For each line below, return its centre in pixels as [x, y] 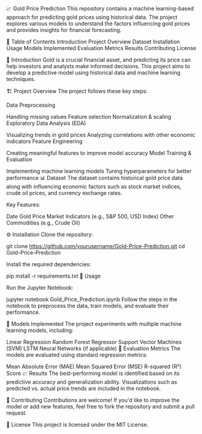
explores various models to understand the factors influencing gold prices [98, 24]
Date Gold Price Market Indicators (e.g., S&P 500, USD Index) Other [90, 216]
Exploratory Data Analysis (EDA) [46, 123]
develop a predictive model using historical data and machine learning [93, 72]
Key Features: [23, 205]
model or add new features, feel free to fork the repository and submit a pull [100, 407]
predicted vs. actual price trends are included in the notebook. [84, 388]
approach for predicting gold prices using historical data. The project [92, 17]
